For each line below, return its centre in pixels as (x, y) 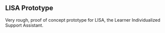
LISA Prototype (29, 8)
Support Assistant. (24, 25)
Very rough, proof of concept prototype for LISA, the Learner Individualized (83, 20)
